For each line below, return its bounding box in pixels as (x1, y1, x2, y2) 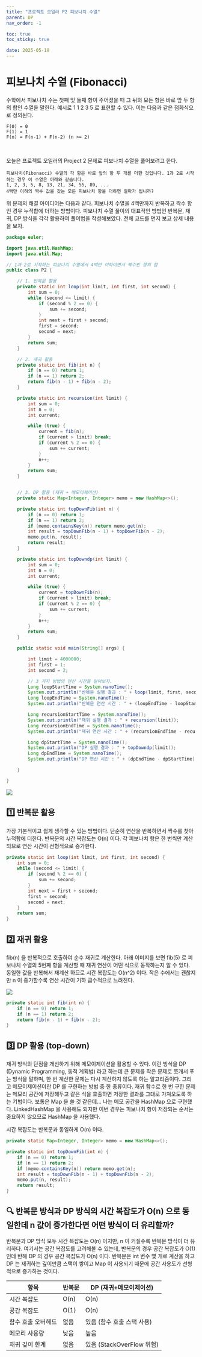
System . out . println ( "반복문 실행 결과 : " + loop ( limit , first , (28, 689, 183, 695)
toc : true (6, 31, 31, 37)
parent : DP (6, 14, 34, 21)
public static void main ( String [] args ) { (17, 645, 125, 651)
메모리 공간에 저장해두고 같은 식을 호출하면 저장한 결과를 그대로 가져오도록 (12, 1090, 186, 1098)
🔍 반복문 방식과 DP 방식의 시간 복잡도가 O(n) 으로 (6, 1206, 180, 1216)
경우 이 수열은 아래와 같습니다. (17, 176, 85, 183)
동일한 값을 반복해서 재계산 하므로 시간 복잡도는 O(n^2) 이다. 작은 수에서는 (6, 969, 180, 976)
